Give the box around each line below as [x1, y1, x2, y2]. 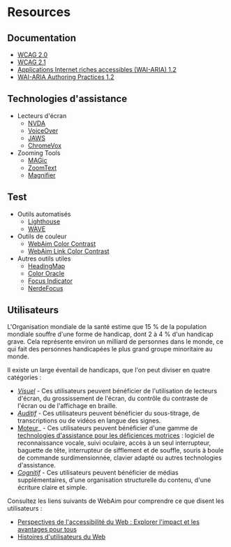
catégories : [7, 373, 42, 381]
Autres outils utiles [17, 254, 71, 263]
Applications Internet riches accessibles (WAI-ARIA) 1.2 [17, 66, 177, 73]
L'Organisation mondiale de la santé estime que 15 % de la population [7, 323, 207, 331]
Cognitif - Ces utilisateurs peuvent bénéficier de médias [17, 469, 179, 477]
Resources [7, 4, 71, 20]
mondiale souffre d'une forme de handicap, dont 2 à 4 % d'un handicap [7, 330, 214, 339]
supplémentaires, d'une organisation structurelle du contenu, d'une [17, 476, 211, 484]
